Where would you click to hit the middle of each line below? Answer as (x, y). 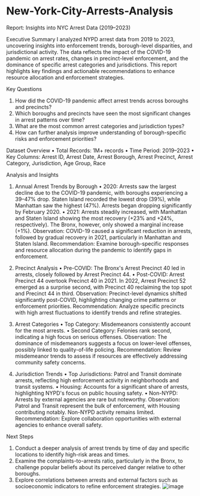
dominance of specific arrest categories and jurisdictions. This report (92, 65)
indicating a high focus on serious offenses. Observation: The (91, 337)
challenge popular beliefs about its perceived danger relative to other (100, 467)
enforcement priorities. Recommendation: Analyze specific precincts (99, 306)
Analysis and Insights (32, 174)
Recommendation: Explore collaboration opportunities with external (98, 418)
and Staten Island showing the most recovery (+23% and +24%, (94, 218)
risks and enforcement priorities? (56, 138)
